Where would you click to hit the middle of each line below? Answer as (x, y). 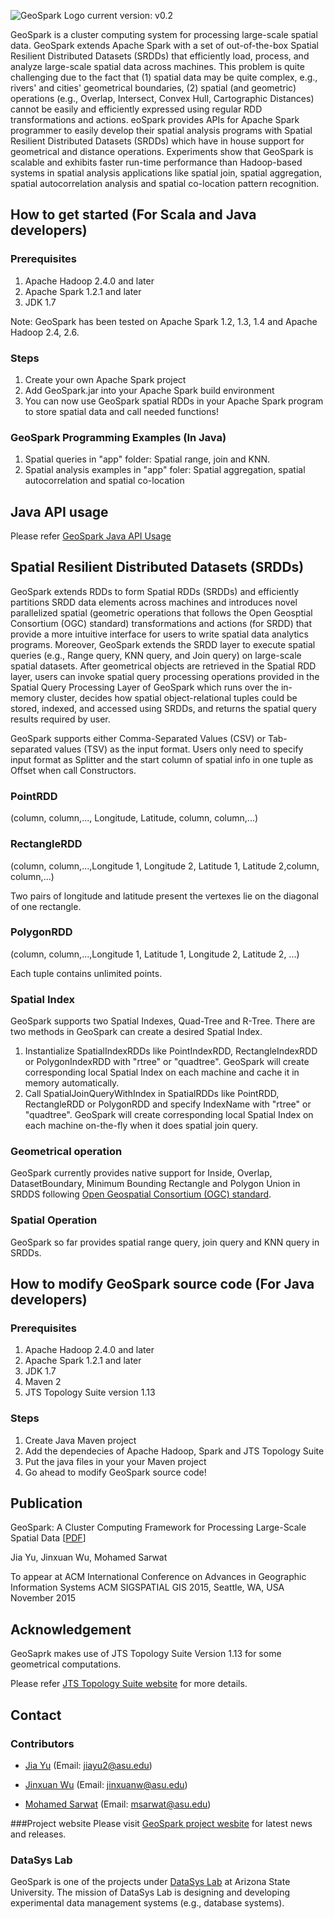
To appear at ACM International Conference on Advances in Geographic (158, 1577)
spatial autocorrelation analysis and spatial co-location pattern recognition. (165, 183)
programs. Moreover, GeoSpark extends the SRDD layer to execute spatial (163, 644)
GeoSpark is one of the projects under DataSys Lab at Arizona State (150, 1882)
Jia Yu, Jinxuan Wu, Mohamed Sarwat (89, 1557)
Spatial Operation (54, 1220)
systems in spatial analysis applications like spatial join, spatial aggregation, (166, 173)
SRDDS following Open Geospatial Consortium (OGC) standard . (141, 1194)
